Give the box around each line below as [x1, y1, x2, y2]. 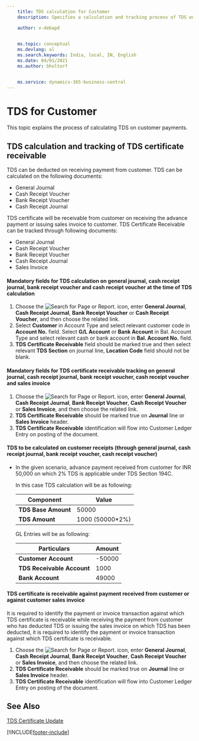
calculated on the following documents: [6, 173, 103, 180]
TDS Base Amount [18, 505, 71, 513]
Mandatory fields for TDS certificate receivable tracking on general [6, 367, 175, 374]
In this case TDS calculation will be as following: [15, 481, 132, 488]
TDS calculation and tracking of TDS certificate [6, 141, 184, 151]
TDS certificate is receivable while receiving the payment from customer [6, 616, 183, 623]
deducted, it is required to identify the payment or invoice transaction [6, 629, 175, 636]
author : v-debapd [17, 25, 60, 31]
